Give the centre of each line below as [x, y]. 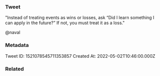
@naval [13, 33]
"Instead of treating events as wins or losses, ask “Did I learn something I [80, 18]
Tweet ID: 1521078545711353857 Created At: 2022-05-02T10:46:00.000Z [80, 56]
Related [15, 69]
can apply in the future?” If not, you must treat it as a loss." [65, 23]
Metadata [17, 45]
